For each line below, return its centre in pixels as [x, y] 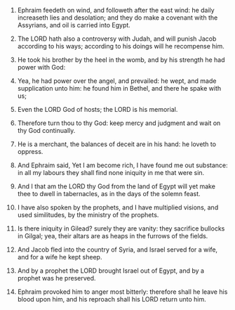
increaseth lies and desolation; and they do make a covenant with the [117, 18]
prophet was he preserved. [56, 278]
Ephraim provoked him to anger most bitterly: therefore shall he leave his [122, 292]
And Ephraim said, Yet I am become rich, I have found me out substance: [122, 165]
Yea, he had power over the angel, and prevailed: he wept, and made [117, 81]
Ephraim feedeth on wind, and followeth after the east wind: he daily [116, 10]
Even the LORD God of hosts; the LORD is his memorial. [98, 109]
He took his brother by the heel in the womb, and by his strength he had [121, 60]
